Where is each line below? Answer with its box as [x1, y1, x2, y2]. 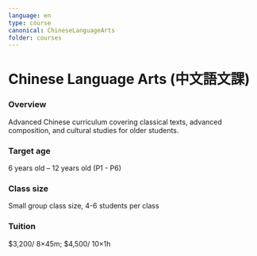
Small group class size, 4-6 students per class [8, 201, 160, 211]
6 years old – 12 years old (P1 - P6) [8, 163, 121, 173]
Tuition [8, 221, 36, 232]
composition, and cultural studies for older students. [8, 125, 179, 135]
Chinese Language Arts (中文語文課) [8, 71, 251, 88]
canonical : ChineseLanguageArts [8, 26, 115, 34]
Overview [8, 99, 47, 110]
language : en [8, 11, 52, 20]
